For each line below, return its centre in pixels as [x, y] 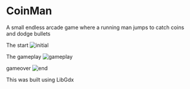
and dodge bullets [28, 33]
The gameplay [24, 56]
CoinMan [29, 11]
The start [17, 45]
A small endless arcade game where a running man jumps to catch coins [95, 27]
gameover [19, 68]
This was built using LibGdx [40, 80]
